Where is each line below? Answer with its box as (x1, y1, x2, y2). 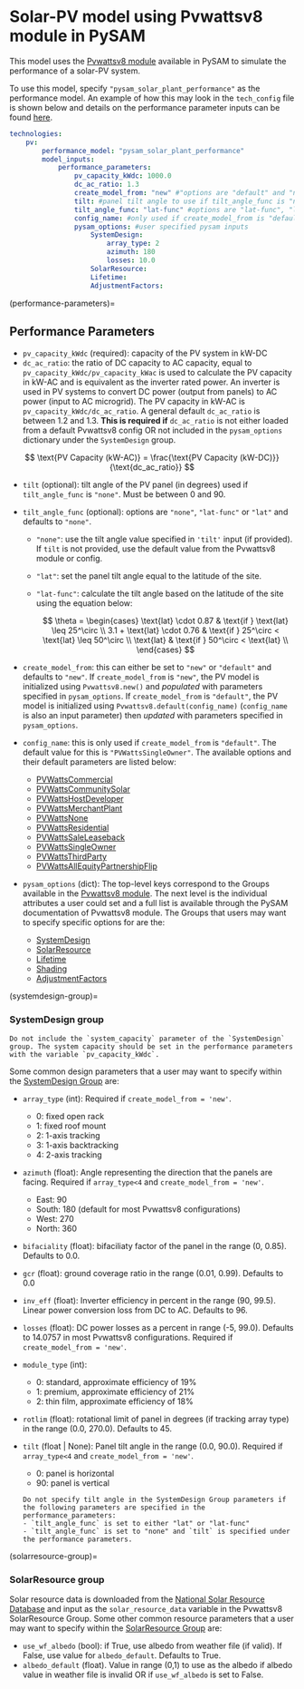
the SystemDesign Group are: (9, 1075, 119, 1086)
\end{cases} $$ (136, 644, 195, 655)
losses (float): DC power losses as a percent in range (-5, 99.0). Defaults (22, 1322, 294, 1333)
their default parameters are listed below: (22, 757, 176, 767)
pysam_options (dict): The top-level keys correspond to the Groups (22, 878, 270, 890)
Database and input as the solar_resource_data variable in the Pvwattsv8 (9, 1603, 283, 1614)
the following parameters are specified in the (22, 1503, 205, 1512)
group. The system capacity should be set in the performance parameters (9, 1041, 294, 1051)
